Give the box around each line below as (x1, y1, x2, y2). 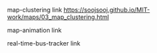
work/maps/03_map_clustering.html (7, 13, 109, 21)
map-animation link (7, 26, 62, 34)
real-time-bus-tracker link (7, 39, 81, 47)
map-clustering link (7, 6, 63, 14)
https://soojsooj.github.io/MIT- (63, 6, 150, 14)
